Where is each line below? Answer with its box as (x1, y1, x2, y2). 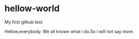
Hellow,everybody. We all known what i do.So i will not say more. (4, 28, 134, 34)
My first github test (4, 19, 43, 25)
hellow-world (4, 3, 60, 14)
